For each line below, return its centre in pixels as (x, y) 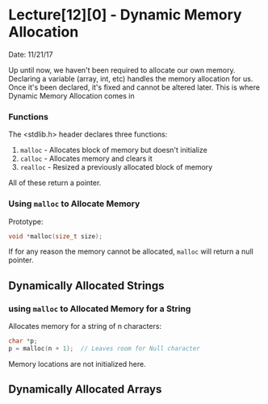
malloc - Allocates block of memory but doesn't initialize (113, 150)
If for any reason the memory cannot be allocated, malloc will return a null (131, 251)
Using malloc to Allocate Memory (74, 204)
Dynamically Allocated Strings (86, 286)
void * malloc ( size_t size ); (56, 236)
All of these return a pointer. (55, 183)
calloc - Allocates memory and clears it (86, 158)
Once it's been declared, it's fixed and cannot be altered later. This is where (134, 87)
